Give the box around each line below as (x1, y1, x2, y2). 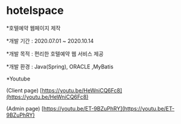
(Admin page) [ (6, 105, 44, 112)
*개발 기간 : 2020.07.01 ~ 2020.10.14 (6, 37, 94, 44)
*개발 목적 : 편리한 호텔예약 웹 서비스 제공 (6, 50, 104, 57)
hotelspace (6, 4, 64, 18)
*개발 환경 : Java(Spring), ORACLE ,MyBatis (6, 63, 113, 70)
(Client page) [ (6, 86, 42, 94)
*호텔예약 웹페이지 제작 (6, 24, 61, 31)
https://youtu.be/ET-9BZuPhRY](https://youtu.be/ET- (43, 105, 175, 112)
